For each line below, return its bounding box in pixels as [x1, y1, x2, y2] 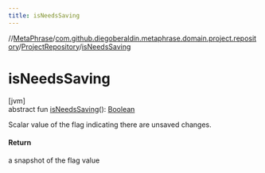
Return [8, 138, 32, 148]
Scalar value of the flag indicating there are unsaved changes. [8, 120, 212, 129]
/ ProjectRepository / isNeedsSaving [18, 41, 131, 52]
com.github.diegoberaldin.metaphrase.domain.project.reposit [55, 33, 257, 43]
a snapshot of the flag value [8, 156, 100, 165]
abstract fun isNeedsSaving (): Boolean [8, 104, 135, 113]
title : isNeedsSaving [8, 11, 80, 20]
